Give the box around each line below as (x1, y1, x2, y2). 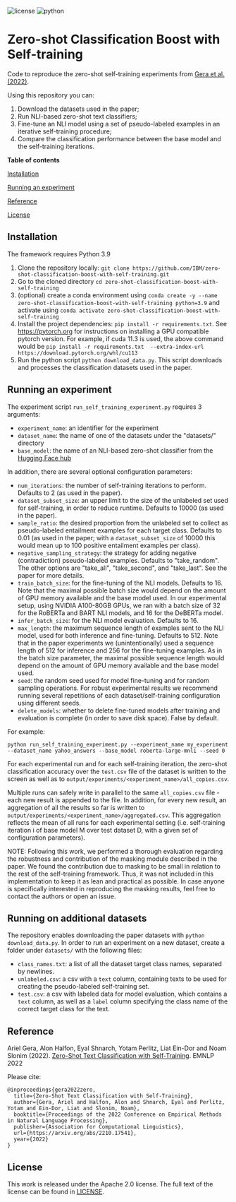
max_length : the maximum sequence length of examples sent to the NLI (17, 624, 224, 632)
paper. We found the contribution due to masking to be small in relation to (7, 862, 221, 870)
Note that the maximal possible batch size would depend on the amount (17, 586, 227, 595)
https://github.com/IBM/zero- (132, 265, 221, 272)
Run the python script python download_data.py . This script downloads (17, 355, 223, 364)
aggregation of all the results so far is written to (7, 803, 145, 811)
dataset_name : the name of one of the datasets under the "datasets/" (17, 431, 216, 439)
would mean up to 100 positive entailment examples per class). (17, 541, 201, 549)
